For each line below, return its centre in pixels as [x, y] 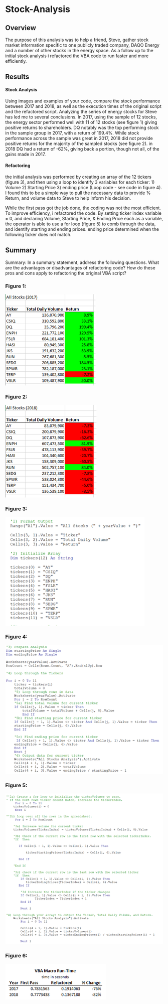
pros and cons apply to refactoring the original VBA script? [66, 273]
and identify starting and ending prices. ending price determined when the [82, 229]
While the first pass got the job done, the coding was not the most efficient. [83, 208]
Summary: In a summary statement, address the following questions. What [82, 262]
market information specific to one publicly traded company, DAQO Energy [82, 45]
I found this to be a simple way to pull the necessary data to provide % [78, 193]
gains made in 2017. [26, 154]
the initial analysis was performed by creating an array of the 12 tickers [78, 177]
